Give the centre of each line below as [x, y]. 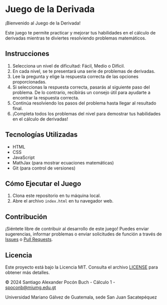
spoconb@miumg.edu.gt [31, 287]
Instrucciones [27, 54]
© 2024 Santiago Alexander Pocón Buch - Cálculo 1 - [60, 282]
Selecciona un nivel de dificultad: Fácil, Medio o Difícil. [68, 65]
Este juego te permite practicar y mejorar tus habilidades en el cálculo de [80, 32]
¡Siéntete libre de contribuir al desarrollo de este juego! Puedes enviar [77, 229]
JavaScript [23, 157]
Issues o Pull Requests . [29, 239]
